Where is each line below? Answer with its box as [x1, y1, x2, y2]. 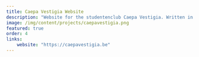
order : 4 [6, 31, 28, 37]
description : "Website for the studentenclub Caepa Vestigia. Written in [6, 14, 194, 20]
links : [6, 36, 23, 42]
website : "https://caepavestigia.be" [17, 42, 111, 48]
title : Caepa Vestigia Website [6, 8, 84, 15]
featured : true [6, 25, 44, 31]
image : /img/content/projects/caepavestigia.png [6, 20, 129, 26]
